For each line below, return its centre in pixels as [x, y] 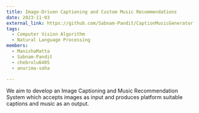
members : [17, 46]
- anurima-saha [31, 68]
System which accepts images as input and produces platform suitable [95, 97]
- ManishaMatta [31, 51]
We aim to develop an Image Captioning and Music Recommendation [92, 91]
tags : [13, 29]
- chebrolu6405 [31, 62]
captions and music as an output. [48, 104]
